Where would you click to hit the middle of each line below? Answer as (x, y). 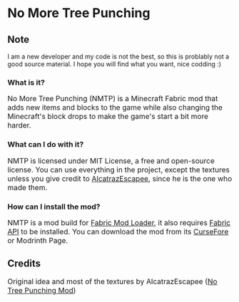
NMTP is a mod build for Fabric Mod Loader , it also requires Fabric (119, 222)
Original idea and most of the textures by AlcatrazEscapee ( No (112, 281)
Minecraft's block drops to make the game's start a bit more (108, 117)
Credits (24, 264)
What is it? (26, 82)
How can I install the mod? (54, 207)
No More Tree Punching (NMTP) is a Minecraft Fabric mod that (113, 99)
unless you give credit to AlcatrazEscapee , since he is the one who (120, 178)
